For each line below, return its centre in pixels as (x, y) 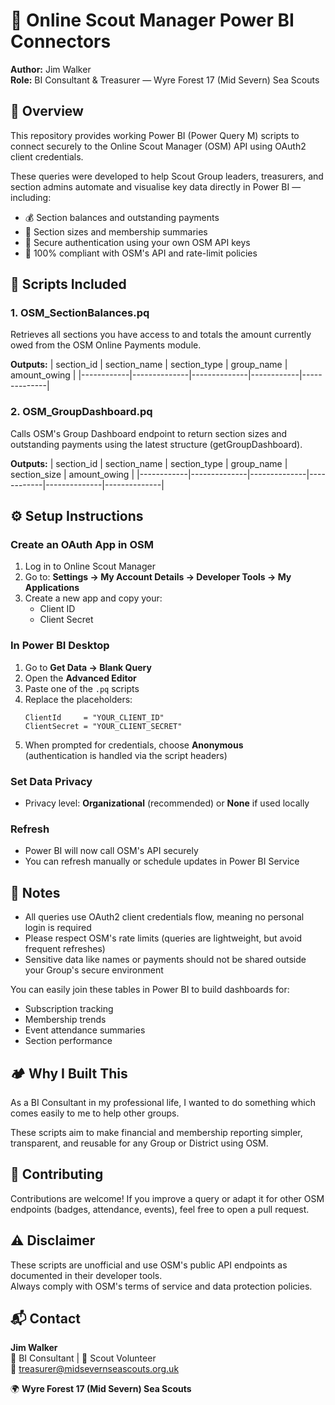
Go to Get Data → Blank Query (88, 667)
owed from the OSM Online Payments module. (106, 345)
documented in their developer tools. (86, 1275)
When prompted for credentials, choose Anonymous (134, 745)
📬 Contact (45, 1318)
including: (31, 197)
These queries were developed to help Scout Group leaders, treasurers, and (167, 176)
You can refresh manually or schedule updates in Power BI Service (162, 861)
